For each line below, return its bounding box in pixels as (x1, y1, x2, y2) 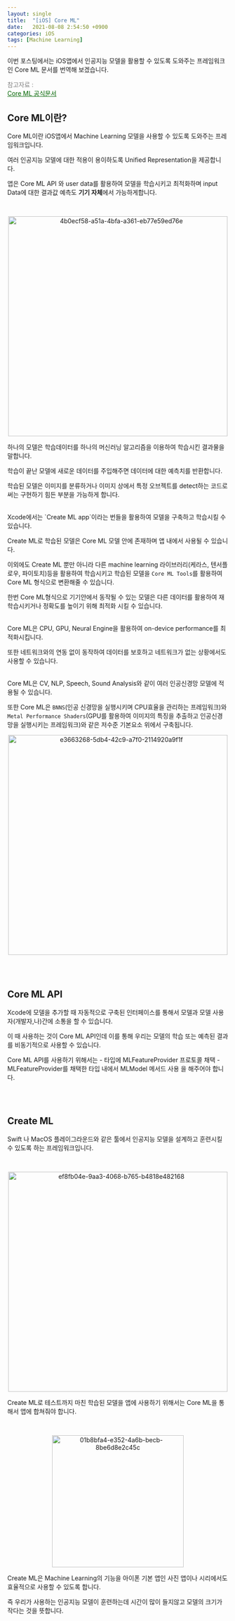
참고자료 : (7, 80, 34, 89)
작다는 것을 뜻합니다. (7, 1606, 64, 1615)
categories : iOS (7, 30, 55, 37)
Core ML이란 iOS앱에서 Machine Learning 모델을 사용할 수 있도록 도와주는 (7, 132, 214, 140)
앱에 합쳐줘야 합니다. (20, 1407, 77, 1415)
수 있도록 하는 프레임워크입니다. (7, 1143, 94, 1152)
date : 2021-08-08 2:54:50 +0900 (7, 23, 109, 30)
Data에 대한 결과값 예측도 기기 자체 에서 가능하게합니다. (7, 188, 157, 196)
